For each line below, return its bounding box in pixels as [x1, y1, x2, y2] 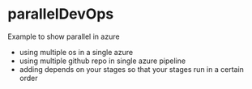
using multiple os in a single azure [19, 47, 134, 57]
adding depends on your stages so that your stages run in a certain [19, 64, 245, 74]
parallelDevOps [7, 5, 114, 23]
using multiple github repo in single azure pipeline [19, 56, 186, 66]
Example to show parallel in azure [7, 32, 120, 41]
